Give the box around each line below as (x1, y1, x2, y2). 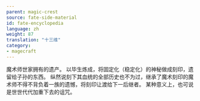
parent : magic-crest (6, 8, 59, 15)
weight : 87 (6, 31, 34, 37)
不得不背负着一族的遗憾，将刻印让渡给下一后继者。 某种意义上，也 (16, 80, 183, 88)
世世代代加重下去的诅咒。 (11, 88, 76, 96)
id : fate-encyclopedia (6, 20, 64, 26)
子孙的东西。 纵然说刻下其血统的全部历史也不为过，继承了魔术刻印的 (16, 73, 188, 80)
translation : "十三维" (6, 37, 61, 43)
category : (6, 43, 32, 49)
